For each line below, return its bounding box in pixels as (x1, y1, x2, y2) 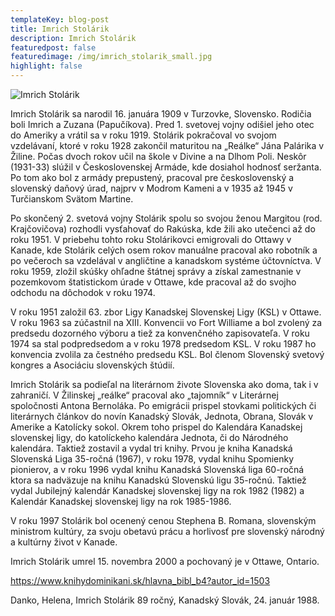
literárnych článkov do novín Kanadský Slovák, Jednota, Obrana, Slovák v (10, 411, 314, 422)
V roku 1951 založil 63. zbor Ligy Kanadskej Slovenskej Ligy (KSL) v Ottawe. (10, 306, 322, 318)
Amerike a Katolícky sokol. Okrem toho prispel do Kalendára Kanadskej (10, 421, 303, 433)
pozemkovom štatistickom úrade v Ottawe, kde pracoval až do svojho (10, 276, 297, 288)
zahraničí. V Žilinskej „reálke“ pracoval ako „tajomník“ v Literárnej (10, 389, 279, 401)
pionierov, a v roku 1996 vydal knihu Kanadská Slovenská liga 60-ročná (10, 464, 305, 475)
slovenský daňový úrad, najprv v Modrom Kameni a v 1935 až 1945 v (10, 182, 293, 194)
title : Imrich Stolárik (10, 24, 110, 34)
